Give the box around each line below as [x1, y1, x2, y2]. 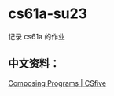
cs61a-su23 [8, 5, 88, 23]
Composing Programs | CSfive [8, 78, 107, 87]
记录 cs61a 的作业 [8, 31, 65, 41]
